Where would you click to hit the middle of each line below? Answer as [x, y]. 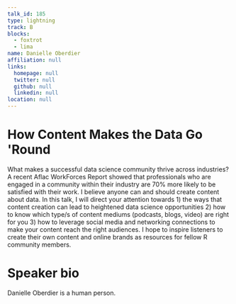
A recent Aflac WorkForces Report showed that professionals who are [109, 176]
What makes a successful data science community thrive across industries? [118, 169]
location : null [30, 100]
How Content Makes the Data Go [105, 135]
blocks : [19, 34]
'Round [29, 150]
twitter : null [34, 80]
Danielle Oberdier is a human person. [61, 293]
